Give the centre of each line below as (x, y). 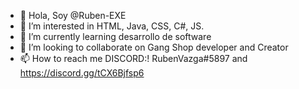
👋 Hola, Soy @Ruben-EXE (73, 15)
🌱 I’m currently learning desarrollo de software (115, 36)
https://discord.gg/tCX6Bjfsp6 (82, 73)
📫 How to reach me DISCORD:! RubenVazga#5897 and (133, 58)
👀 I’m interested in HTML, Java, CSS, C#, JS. (112, 26)
